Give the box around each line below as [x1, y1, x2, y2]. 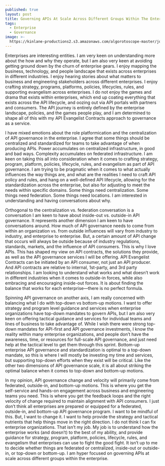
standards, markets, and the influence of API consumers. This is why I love [5, 243, 156, 249]
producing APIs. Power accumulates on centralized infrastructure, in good [5, 145, 155, 151]
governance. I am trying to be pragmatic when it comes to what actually [5, 166, 151, 172]
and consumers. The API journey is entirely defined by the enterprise [5, 104, 145, 110]
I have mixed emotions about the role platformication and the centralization [5, 129, 157, 135]
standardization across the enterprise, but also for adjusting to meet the [5, 182, 151, 188]
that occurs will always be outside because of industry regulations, [5, 238, 141, 244]
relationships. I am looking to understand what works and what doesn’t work [5, 269, 160, 275]
